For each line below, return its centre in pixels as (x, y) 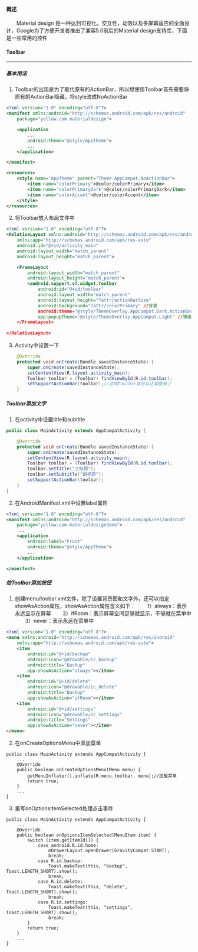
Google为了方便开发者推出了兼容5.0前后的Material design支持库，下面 (102, 31)
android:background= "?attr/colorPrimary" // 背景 (98, 306)
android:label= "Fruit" (55, 542)
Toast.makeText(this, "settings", (90, 908)
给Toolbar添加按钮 (29, 583)
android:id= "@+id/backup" (59, 654)
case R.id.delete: (60, 882)
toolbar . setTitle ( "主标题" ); (62, 469)
